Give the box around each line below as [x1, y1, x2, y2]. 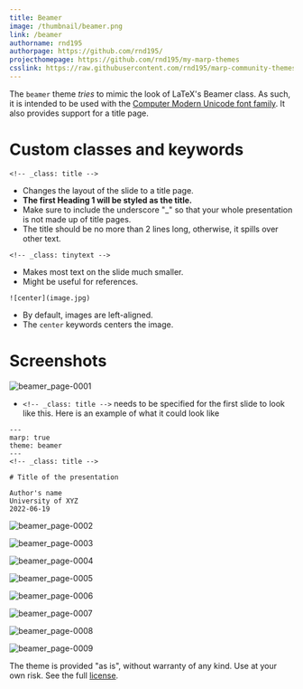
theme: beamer [9, 440, 63, 450]
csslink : [9, 64, 42, 73]
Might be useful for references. [22, 276, 139, 287]
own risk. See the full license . [9, 670, 119, 681]
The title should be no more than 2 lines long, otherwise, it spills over [22, 223, 279, 234]
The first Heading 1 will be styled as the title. [22, 194, 192, 205]
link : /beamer [9, 30, 63, 39]
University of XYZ [9, 496, 78, 505]
